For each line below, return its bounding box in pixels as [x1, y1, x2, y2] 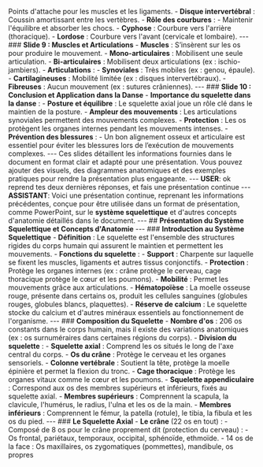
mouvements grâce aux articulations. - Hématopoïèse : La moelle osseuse [8, 283, 250, 292]
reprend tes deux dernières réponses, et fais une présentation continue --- [8, 183, 251, 191]
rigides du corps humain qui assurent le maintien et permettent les [8, 241, 224, 250]
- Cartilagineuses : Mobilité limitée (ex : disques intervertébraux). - [8, 74, 227, 83]
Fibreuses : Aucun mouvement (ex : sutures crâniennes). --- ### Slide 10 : [8, 82, 252, 91]
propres [8, 450, 34, 459]
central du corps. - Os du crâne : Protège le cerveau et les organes [8, 350, 227, 359]
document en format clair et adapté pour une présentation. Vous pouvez [8, 158, 243, 166]
